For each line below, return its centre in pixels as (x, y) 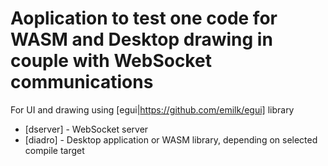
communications (82, 82)
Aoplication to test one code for (144, 18)
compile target (54, 150)
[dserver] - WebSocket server (86, 129)
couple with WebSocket (111, 61)
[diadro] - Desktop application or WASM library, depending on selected (171, 139)
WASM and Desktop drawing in (141, 39)
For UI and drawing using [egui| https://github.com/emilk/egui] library (152, 109)
